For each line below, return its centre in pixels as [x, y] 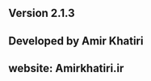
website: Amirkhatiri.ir [66, 68]
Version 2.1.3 [42, 13]
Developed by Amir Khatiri [76, 41]
